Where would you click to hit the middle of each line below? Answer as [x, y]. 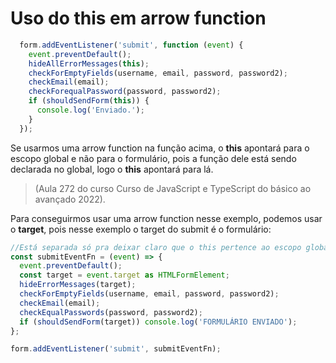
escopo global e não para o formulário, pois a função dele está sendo [153, 158]
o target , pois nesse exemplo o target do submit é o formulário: [141, 229]
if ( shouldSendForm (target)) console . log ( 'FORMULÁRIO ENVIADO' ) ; [158, 322]
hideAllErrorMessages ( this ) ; [89, 63]
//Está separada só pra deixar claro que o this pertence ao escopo [156, 247]
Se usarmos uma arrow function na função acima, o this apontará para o [160, 148]
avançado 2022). [70, 199]
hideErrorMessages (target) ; [78, 285]
